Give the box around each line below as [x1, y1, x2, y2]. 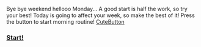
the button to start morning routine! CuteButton [6, 18, 125, 25]
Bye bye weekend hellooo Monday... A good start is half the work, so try [6, 5, 188, 12]
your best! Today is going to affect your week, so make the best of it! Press [6, 12, 196, 19]
